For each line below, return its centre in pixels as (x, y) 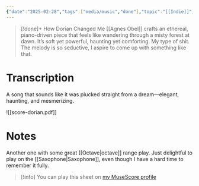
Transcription (40, 78)
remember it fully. (28, 165)
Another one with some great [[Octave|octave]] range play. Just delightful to (99, 153)
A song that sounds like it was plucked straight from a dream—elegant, (93, 94)
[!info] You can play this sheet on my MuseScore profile (89, 176)
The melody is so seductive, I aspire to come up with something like (103, 48)
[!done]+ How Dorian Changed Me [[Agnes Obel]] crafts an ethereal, (104, 29)
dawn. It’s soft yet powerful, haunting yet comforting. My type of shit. (105, 41)
